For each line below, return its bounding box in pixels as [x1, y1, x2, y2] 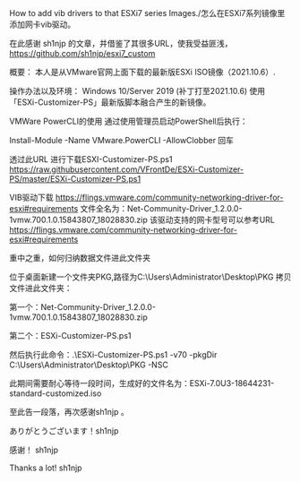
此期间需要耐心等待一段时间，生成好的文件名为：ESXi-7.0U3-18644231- [9, 378, 275, 388]
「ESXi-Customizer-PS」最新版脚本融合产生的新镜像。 [9, 97, 211, 108]
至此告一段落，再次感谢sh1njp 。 [9, 407, 129, 417]
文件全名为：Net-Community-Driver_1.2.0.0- [80, 203, 243, 213]
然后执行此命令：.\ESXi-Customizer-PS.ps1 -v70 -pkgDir [9, 349, 218, 360]
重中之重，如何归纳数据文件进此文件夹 [9, 253, 150, 263]
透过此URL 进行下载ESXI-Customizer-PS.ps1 [9, 154, 173, 164]
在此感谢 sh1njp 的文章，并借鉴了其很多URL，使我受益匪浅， [9, 39, 233, 48]
